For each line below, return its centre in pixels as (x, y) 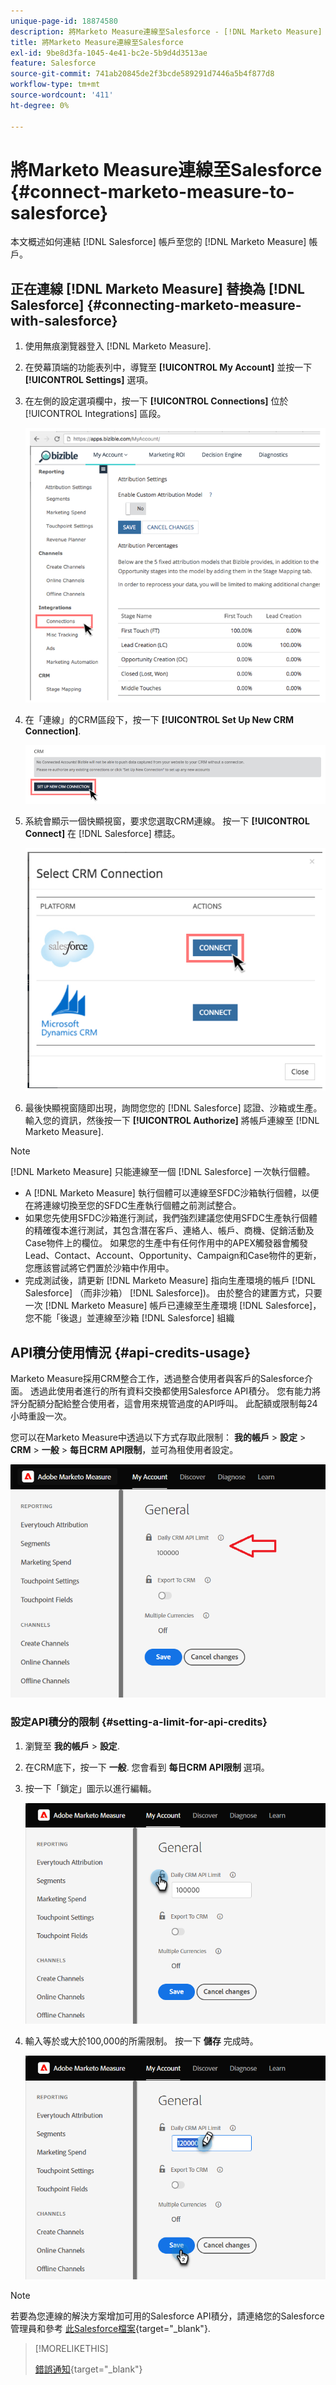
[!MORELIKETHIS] (71, 2348)
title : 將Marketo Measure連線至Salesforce (97, 42)
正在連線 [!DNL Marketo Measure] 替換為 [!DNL (157, 288)
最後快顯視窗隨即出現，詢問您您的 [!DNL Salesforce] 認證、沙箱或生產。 (173, 1108)
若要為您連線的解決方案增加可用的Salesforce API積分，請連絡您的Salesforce (167, 2316)
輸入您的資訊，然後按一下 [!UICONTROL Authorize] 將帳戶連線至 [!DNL (172, 1121)
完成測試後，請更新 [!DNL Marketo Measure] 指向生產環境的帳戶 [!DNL (170, 1281)
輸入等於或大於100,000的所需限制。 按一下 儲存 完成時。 (141, 2041)
